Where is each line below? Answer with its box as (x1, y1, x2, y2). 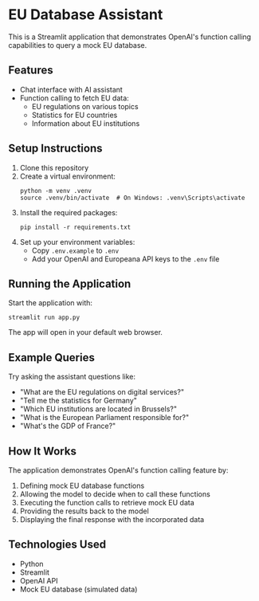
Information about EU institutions (31, 118, 140, 128)
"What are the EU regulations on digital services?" (19, 387, 185, 397)
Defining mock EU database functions (19, 481, 145, 490)
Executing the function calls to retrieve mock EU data (19, 498, 195, 507)
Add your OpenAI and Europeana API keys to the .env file (31, 253, 220, 264)
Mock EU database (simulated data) (19, 584, 138, 594)
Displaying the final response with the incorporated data (19, 515, 205, 524)
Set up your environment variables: (19, 237, 135, 246)
